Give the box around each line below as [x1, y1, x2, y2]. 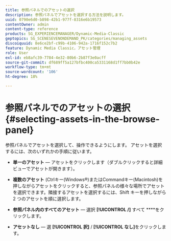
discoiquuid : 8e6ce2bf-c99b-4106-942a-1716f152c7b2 [5, 41, 117, 46]
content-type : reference [5, 27, 58, 32]
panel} [5, 124, 34, 136]
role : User [5, 50, 29, 55]
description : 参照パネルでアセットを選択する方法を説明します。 [5, 12, 126, 17]
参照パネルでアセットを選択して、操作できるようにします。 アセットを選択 [5, 142, 162, 148]
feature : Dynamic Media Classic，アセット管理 [5, 46, 101, 51]
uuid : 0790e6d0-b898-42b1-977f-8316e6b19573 [5, 17, 102, 22]
